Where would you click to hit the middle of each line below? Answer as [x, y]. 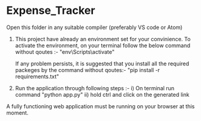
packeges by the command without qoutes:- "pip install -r [87, 70]
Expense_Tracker [51, 11]
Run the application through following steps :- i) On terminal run [95, 88]
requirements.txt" [37, 76]
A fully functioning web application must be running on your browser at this [101, 106]
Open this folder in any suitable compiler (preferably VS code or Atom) [94, 27]
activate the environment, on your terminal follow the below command [103, 45]
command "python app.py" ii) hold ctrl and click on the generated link [102, 94]
